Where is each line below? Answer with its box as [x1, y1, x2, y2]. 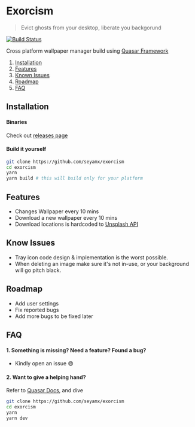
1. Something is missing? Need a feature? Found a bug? [6, 346, 147, 354]
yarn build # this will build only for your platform [6, 175, 144, 181]
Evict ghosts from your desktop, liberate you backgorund [20, 24, 162, 31]
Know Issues [6, 238, 56, 248]
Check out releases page [6, 132, 68, 139]
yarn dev [6, 415, 28, 422]
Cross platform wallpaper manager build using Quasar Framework [6, 47, 169, 54]
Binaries [6, 118, 28, 125]
